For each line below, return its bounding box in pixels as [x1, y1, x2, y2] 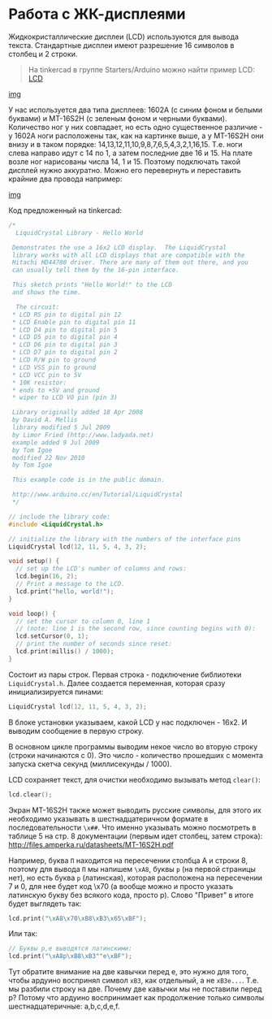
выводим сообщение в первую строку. [8, 726, 145, 735]
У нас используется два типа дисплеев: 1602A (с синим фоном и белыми [8, 105, 263, 115]
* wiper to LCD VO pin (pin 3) [11, 393, 118, 402]
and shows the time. [11, 288, 82, 297]
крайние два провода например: [8, 174, 123, 184]
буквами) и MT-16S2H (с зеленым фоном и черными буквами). [8, 113, 227, 123]
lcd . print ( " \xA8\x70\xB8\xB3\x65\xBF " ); [8, 914, 148, 922]
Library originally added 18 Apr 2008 [11, 408, 144, 417]
